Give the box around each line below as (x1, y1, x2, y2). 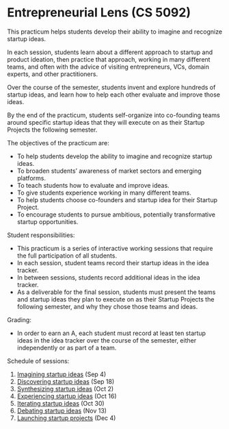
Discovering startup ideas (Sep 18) (16, 377, 115, 385)
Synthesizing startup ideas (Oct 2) (16, 384, 114, 393)
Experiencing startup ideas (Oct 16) (16, 392, 118, 400)
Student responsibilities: (7, 231, 75, 239)
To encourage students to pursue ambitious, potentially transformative (16, 210, 215, 219)
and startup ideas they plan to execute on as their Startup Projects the (16, 295, 215, 303)
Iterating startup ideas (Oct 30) (16, 399, 105, 407)
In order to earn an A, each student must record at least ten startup (16, 329, 206, 337)
